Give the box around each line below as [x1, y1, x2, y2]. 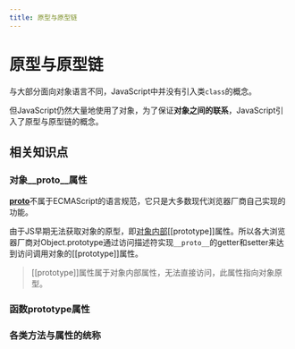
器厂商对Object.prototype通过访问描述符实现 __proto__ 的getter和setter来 [9, 237, 277, 248]
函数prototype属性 [9, 303, 91, 316]
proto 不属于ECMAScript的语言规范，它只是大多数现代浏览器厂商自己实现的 [9, 196, 286, 207]
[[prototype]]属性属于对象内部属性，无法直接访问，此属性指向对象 [30, 268, 275, 278]
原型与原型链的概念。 [24, 115, 104, 126]
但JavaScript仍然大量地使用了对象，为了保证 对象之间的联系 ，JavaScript [9, 105, 276, 115]
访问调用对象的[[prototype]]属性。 [16, 248, 143, 260]
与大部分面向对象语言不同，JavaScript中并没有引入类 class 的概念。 [9, 86, 257, 97]
